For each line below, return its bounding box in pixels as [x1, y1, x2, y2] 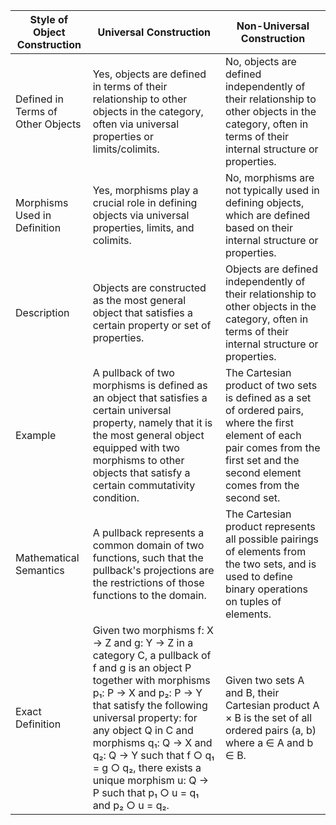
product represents [224, 520, 316, 533]
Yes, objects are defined [92, 67, 207, 81]
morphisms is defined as [92, 379, 208, 392]
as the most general [92, 294, 187, 307]
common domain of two [92, 539, 205, 552]
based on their [224, 221, 293, 234]
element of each [224, 429, 302, 442]
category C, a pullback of [92, 649, 212, 662]
